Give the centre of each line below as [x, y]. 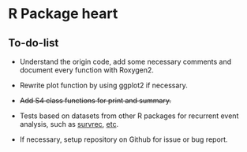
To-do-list [34, 43]
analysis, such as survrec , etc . [69, 124]
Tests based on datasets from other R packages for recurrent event [129, 116]
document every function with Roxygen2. [86, 70]
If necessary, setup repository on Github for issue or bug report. [123, 139]
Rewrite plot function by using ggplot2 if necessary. [103, 85]
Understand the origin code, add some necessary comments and [125, 61]
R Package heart [63, 14]
